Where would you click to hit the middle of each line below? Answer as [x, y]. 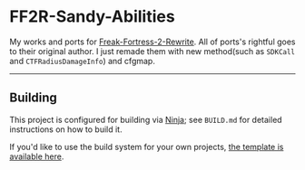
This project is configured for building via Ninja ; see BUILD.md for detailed [146, 119]
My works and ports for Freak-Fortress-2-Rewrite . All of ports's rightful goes [152, 42]
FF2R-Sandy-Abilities [92, 17]
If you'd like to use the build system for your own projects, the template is [147, 146]
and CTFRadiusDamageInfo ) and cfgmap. [83, 61]
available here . [37, 156]
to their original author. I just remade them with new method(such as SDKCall [152, 51]
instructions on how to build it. [66, 129]
